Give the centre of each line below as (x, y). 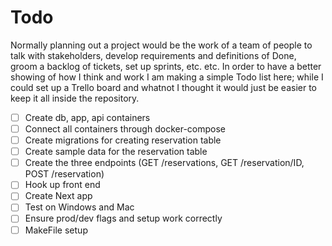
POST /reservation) (64, 174)
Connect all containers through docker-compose (125, 129)
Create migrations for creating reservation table (123, 140)
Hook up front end (62, 185)
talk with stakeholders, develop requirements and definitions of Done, (153, 55)
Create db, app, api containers (87, 117)
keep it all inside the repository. (75, 98)
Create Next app (58, 196)
